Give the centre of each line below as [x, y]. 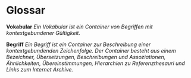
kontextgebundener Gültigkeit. [43, 32]
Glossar [26, 10]
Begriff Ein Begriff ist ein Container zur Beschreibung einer [79, 44]
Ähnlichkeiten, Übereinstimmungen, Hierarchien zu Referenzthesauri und [96, 63]
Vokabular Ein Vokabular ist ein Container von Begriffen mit [79, 27]
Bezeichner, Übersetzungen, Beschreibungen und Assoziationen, [86, 57]
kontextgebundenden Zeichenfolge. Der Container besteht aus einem [91, 50]
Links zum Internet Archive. [40, 69]
